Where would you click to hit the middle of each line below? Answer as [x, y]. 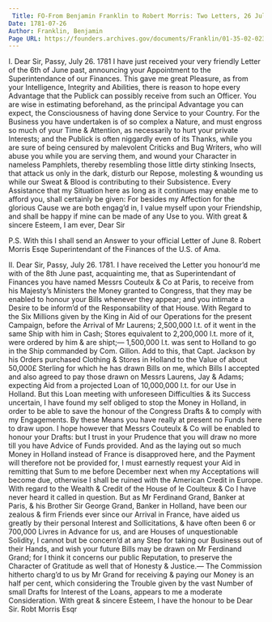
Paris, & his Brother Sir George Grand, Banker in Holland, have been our [127, 506]
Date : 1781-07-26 [38, 23]
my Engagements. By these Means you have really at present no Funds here [135, 420]
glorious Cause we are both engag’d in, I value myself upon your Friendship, [135, 208]
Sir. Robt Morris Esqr [43, 609]
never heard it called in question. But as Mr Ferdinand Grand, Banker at [127, 497]
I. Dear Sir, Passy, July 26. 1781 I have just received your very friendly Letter [134, 62]
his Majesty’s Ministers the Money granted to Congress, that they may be [130, 291]
